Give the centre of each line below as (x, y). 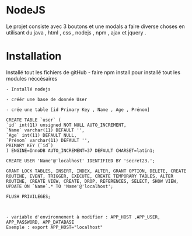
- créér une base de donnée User (47, 99)
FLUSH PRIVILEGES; (28, 196)
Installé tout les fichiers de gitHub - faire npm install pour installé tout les (93, 72)
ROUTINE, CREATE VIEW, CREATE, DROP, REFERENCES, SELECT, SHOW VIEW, (92, 181)
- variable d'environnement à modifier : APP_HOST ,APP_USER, (83, 217)
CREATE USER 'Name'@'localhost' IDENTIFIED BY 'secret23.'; (81, 161)
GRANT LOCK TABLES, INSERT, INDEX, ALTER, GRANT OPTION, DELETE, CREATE (96, 171)
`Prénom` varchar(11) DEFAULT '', (48, 140)
